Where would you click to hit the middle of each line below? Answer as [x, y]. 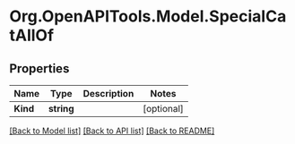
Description [108, 93]
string [61, 109]
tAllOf [32, 35]
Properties [39, 68]
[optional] [163, 109]
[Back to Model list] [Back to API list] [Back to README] [112, 131]
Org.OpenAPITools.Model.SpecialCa [148, 17]
